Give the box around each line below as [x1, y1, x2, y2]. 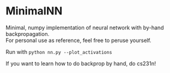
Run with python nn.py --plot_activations [5, 48, 112, 55]
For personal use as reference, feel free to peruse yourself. [5, 36, 151, 44]
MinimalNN [5, 4, 62, 18]
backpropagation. [5, 30, 49, 37]
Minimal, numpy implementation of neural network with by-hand [5, 24, 164, 31]
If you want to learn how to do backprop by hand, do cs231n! [5, 60, 157, 67]
